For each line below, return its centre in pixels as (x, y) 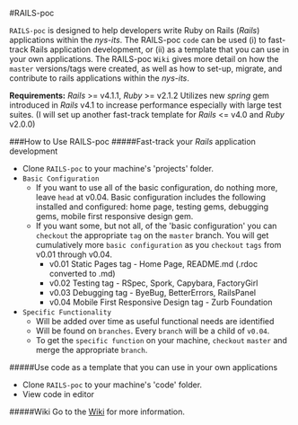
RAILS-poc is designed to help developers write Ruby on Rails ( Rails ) (135, 30)
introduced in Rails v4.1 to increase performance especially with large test (146, 105)
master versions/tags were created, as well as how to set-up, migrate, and (146, 68)
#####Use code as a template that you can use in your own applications (144, 367)
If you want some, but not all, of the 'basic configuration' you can (156, 226)
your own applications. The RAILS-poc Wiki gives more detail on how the (144, 59)
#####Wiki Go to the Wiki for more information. (97, 412)
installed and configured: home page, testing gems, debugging (152, 207)
